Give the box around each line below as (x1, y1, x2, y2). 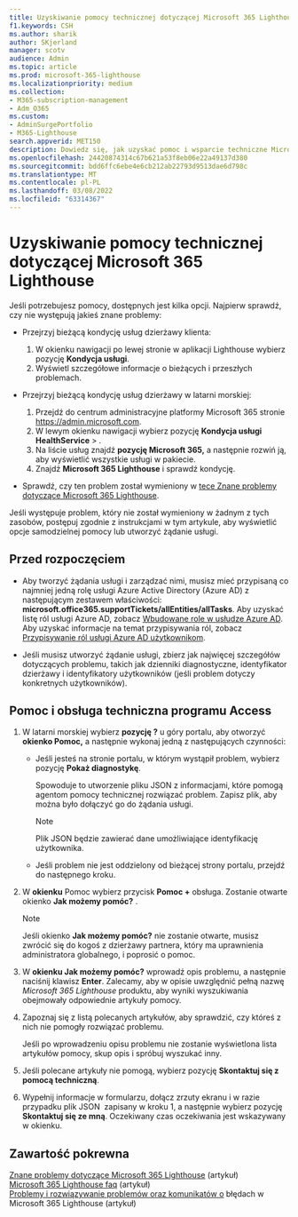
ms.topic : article (9, 63, 77, 72)
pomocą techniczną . (21, 1075, 100, 1086)
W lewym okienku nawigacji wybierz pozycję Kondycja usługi (35, 426, 263, 436)
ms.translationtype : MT (9, 170, 98, 179)
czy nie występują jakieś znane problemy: (9, 309, 162, 320)
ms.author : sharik (9, 29, 77, 38)
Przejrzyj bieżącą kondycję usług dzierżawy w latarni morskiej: (21, 389, 252, 400)
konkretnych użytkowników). (21, 677, 128, 688)
